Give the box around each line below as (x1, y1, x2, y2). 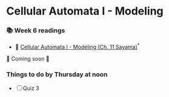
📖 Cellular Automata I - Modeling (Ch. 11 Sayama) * (15, 42, 140, 51)
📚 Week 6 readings (6, 26, 65, 35)
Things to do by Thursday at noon (6, 70, 108, 79)
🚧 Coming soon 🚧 (6, 55, 50, 62)
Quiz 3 (22, 85, 39, 92)
